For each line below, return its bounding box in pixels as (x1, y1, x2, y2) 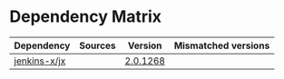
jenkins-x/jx (14, 54, 66, 67)
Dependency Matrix (9, 6, 162, 27)
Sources (79, 39, 116, 52)
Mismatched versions (173, 39, 270, 52)
